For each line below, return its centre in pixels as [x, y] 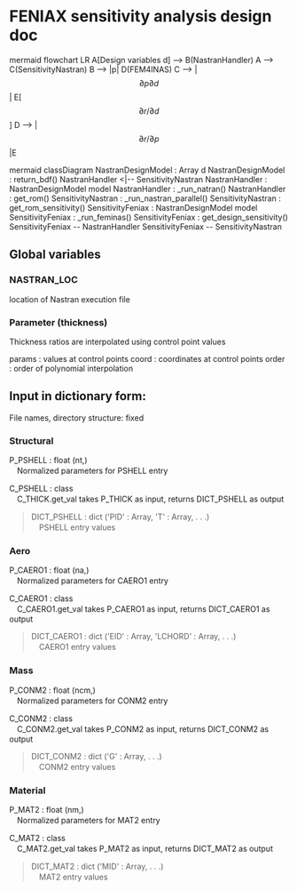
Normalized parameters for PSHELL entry [92, 471]
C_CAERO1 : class [41, 598]
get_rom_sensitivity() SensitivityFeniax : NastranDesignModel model [133, 207]
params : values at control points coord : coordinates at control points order [147, 358]
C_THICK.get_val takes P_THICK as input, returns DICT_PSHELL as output [150, 499]
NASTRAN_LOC [43, 280]
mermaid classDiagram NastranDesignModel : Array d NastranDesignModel [147, 170]
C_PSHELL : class [41, 489]
